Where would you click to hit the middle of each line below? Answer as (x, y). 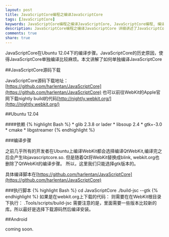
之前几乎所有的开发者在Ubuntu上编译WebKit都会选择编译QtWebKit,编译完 (81, 151)
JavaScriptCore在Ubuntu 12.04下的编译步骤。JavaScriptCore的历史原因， (82, 53)
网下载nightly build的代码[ (32, 98)
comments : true (21, 33)
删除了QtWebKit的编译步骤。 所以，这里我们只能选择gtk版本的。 (72, 164)
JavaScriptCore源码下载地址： (37, 81)
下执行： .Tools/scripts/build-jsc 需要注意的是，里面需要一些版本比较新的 (81, 203)
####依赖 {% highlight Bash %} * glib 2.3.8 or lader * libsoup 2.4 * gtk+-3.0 (84, 124)
